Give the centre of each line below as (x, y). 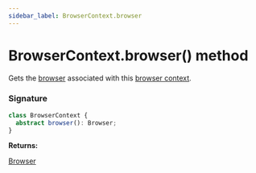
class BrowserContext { (48, 115)
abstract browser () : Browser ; (66, 123)
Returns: (23, 146)
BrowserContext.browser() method (128, 55)
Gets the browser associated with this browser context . (100, 78)
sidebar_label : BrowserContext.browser (75, 16)
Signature (28, 99)
